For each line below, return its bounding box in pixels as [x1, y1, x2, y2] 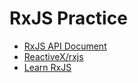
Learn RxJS [23, 61, 72, 73]
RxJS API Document [23, 40, 107, 52]
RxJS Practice [9, 7, 128, 30]
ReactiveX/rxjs [23, 50, 84, 62]
